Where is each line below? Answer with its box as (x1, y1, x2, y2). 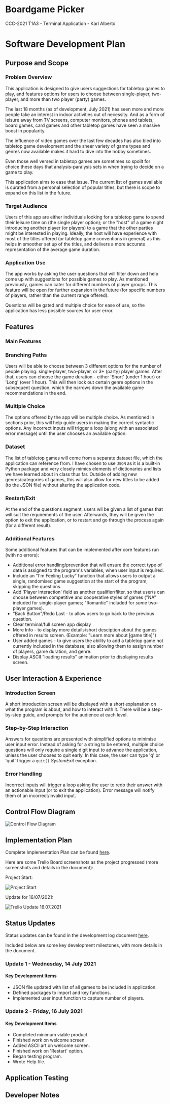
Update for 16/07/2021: (5, 894, 53, 900)
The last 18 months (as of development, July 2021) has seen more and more (5, 106, 164, 112)
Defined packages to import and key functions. (12, 989, 111, 996)
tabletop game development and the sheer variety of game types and (5, 143, 151, 149)
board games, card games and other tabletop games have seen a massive (5, 122, 160, 128)
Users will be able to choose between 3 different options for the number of (5, 363, 162, 369)
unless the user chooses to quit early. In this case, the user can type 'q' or (5, 752, 160, 758)
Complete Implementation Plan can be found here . (5, 849, 111, 855)
